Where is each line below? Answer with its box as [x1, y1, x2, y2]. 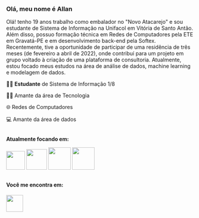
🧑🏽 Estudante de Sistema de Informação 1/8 [6, 80, 115, 88]
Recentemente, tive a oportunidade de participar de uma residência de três [6, 43, 191, 51]
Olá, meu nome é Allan [6, 5, 73, 13]
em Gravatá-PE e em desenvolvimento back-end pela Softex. [6, 38, 156, 45]
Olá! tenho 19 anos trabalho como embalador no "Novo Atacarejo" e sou [6, 18, 184, 26]
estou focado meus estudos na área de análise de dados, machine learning [6, 63, 191, 70]
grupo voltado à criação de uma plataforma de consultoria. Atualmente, [6, 56, 182, 64]
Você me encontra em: [6, 181, 64, 189]
